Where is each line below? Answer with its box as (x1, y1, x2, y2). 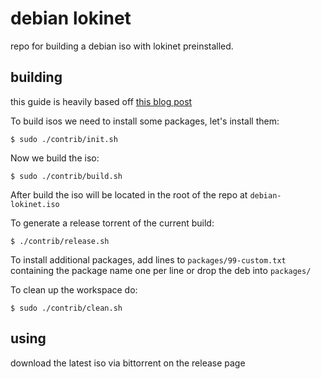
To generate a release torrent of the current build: (10, 217, 215, 229)
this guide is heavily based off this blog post (10, 95, 193, 107)
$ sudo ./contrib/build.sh (10, 171, 123, 181)
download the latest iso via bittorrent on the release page (10, 357, 246, 369)
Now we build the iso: (10, 152, 100, 164)
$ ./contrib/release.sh (10, 236, 110, 246)
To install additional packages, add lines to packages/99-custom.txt (10, 253, 287, 266)
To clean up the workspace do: (10, 283, 138, 296)
